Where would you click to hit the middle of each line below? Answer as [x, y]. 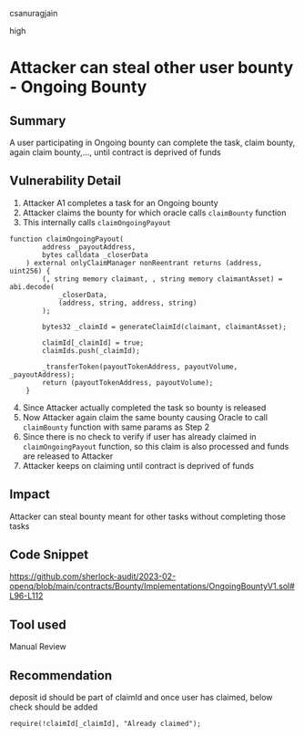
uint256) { [30, 271]
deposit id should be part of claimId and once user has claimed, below [141, 698]
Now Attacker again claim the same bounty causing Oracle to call [145, 417]
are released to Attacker [68, 456]
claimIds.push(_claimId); [91, 350]
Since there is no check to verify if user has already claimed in [139, 436]
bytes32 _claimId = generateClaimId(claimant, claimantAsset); [164, 327]
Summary [38, 121]
